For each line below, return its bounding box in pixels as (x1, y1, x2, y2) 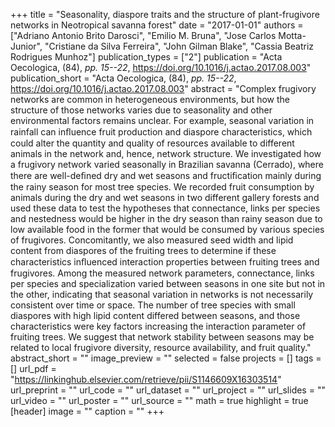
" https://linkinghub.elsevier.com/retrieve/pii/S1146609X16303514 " (10, 374, 282, 385)
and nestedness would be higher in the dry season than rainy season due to (10, 213, 323, 224)
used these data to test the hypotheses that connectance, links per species (10, 202, 321, 214)
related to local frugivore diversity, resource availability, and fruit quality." (10, 342, 312, 353)
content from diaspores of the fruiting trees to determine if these (10, 245, 277, 256)
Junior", (10, 40, 43, 52)
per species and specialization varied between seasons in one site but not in (10, 278, 326, 289)
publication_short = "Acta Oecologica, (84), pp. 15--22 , (10, 72, 237, 84)
